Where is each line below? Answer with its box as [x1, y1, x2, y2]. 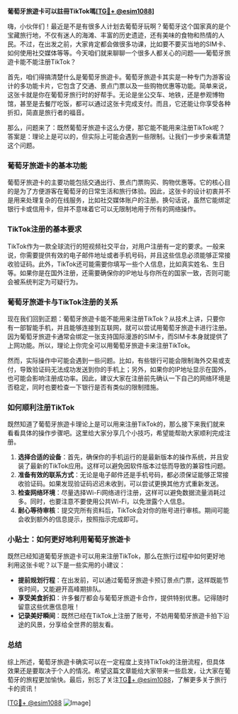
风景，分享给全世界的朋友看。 [30, 620, 118, 629]
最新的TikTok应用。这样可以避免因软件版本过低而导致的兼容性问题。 [30, 462, 230, 470]
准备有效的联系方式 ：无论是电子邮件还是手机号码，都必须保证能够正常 [17, 471, 223, 479]
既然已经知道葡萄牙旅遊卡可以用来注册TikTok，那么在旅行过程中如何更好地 [7, 552, 225, 560]
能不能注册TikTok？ [19, 58, 76, 66]
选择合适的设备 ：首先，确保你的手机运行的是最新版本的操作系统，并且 [17, 453, 223, 462]
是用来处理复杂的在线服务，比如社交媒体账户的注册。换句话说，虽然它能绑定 [7, 196, 231, 205]
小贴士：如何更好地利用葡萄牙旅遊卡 [7, 535, 131, 545]
